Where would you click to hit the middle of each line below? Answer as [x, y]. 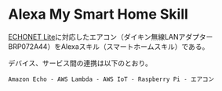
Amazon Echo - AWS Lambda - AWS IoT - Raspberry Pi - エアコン [111, 79]
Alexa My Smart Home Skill [98, 14]
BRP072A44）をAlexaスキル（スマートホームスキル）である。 [109, 46]
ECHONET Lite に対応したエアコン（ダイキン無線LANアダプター [111, 37]
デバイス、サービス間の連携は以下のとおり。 [80, 63]
